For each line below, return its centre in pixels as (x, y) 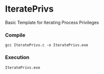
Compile (15, 35)
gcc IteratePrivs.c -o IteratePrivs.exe (47, 45)
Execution (17, 57)
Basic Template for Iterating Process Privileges (52, 22)
